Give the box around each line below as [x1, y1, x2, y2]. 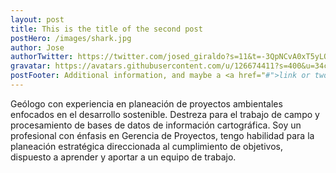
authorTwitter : [10, 52, 74, 62]
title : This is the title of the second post [10, 24, 203, 34]
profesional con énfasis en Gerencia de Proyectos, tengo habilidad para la [10, 129, 315, 141]
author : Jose [10, 42, 65, 53]
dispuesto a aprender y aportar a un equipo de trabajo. [10, 151, 237, 163]
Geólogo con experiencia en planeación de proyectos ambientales [10, 97, 283, 110]
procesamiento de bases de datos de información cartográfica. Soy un [10, 119, 302, 131]
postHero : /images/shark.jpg [10, 33, 132, 43]
